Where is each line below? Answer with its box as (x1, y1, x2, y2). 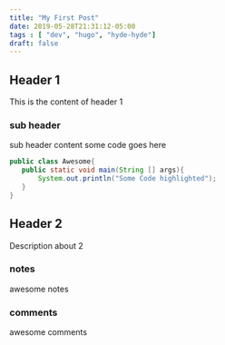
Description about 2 (9, 240, 83, 251)
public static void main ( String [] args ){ (21, 165, 184, 175)
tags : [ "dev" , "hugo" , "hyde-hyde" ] (9, 30, 156, 39)
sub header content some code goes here (9, 140, 166, 151)
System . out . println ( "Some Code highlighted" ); (37, 174, 218, 183)
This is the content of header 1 (9, 96, 123, 107)
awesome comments (9, 327, 88, 338)
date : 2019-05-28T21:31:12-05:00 (9, 22, 136, 31)
